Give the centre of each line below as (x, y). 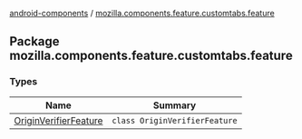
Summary (175, 105)
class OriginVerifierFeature (175, 120)
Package (35, 41)
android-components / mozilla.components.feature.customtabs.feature (142, 13)
